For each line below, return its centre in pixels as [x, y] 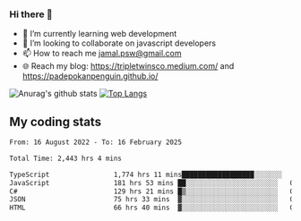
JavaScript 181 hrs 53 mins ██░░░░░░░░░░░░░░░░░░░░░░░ [144, 183]
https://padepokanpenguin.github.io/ [90, 76]
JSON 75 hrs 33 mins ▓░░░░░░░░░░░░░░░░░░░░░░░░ [144, 200]
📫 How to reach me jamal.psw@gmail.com [102, 54]
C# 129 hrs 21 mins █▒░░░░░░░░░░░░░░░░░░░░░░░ [144, 191]
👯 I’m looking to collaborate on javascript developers [119, 43]
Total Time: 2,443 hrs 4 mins [66, 158]
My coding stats [55, 121]
